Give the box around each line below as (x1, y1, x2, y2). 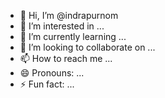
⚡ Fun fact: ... (19, 78, 75, 90)
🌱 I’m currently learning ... (19, 31, 127, 42)
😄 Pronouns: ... (19, 67, 85, 79)
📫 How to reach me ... (19, 53, 113, 64)
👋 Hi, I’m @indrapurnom (19, 10, 119, 21)
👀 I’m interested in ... (19, 20, 105, 32)
